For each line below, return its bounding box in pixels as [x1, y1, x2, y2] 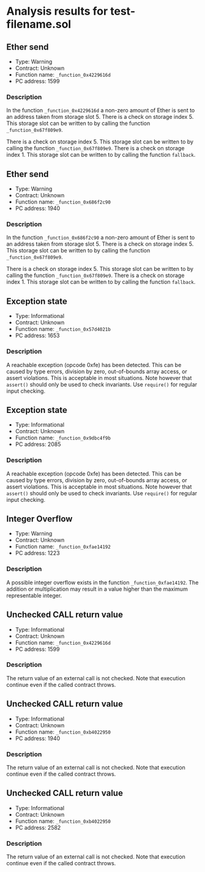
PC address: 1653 [15, 332, 60, 339]
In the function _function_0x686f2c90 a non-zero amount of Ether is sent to [6, 234, 195, 241]
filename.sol [6, 17, 72, 31]
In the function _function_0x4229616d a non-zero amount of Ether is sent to [6, 107, 195, 114]
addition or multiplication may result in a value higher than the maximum [6, 585, 188, 593]
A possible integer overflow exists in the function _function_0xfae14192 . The [6, 578, 199, 586]
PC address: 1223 [15, 550, 60, 557]
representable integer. [6, 591, 62, 599]
